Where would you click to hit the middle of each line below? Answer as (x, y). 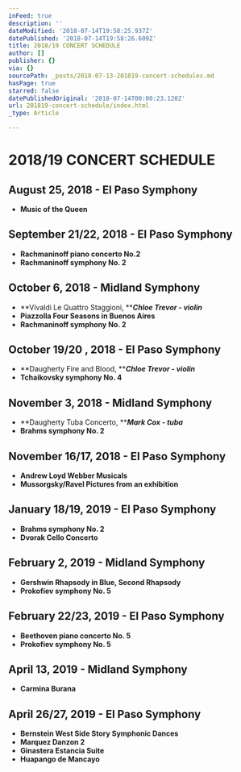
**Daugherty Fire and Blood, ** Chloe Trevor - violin (108, 369)
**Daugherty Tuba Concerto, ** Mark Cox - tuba (102, 422)
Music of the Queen (54, 209)
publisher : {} (32, 61)
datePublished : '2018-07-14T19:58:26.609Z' (83, 38)
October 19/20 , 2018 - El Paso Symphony (115, 350)
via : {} (21, 68)
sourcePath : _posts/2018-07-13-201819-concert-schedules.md (112, 76)
